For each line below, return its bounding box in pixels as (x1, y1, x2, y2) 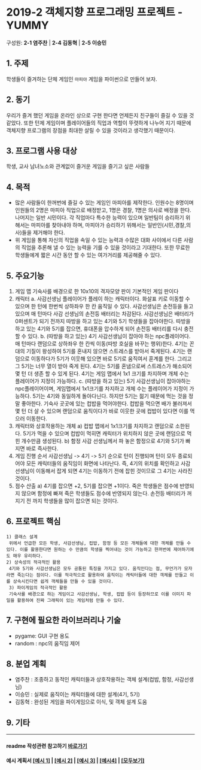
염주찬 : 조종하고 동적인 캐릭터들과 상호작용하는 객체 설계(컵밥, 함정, (14, 676, 173, 683)
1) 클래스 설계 (6, 533, 38, 539)
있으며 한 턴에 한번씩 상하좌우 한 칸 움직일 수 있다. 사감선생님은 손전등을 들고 (14, 303, 194, 310)
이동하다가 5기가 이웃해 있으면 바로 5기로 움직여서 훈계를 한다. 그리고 (31, 355, 192, 362)
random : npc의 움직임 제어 (14, 639, 80, 647)
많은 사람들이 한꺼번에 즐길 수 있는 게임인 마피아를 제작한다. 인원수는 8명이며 (14, 199, 194, 207)
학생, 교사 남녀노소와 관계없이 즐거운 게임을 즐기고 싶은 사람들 (6, 163, 150, 170)
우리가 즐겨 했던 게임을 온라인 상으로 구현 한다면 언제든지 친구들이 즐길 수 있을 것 (6, 111, 194, 119)
